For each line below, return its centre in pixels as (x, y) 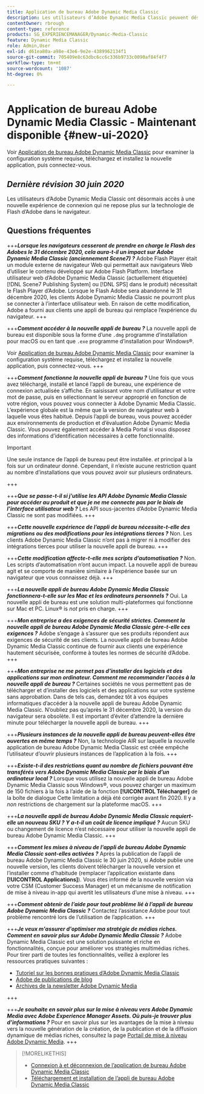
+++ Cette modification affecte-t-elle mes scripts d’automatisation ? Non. (101, 558)
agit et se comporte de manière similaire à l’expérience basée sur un (92, 571)
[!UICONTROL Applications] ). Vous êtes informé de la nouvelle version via (100, 879)
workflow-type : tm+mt (34, 63)
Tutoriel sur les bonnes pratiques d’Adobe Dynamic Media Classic (97, 972)
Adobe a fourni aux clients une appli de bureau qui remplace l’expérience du (102, 310)
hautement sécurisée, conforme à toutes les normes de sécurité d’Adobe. (98, 652)
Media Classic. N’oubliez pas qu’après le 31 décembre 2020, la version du (99, 709)
